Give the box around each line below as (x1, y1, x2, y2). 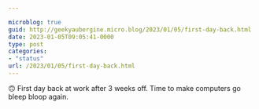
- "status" (8, 55, 44, 63)
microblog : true (8, 18, 61, 26)
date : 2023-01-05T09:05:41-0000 (8, 33, 114, 41)
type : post (8, 40, 44, 48)
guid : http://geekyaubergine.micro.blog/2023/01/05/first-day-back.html (8, 25, 252, 34)
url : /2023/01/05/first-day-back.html (8, 62, 135, 71)
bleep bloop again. (8, 92, 69, 101)
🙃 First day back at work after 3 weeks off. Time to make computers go (8, 83, 242, 93)
